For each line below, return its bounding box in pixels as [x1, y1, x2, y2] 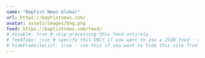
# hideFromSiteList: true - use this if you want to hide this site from [6, 43, 198, 49]
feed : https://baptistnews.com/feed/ [6, 25, 103, 32]
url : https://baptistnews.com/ [6, 14, 86, 21]
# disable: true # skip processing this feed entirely [6, 31, 149, 37]
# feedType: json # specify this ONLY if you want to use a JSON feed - [6, 37, 195, 43]
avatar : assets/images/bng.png [6, 20, 86, 26]
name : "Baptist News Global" [6, 8, 81, 15]
